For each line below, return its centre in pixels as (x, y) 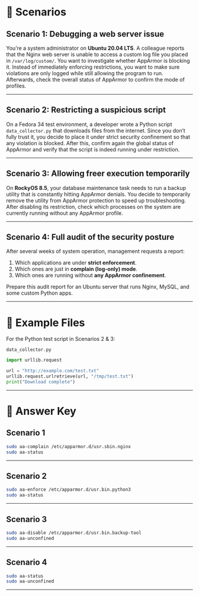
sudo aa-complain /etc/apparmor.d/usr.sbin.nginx (69, 446)
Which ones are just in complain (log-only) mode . (76, 269)
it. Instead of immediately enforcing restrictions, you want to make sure (93, 67)
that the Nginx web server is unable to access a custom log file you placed (97, 54)
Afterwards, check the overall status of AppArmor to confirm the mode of (95, 80)
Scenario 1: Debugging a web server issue (85, 34)
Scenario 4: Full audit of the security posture (90, 237)
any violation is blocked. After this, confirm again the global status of (90, 143)
